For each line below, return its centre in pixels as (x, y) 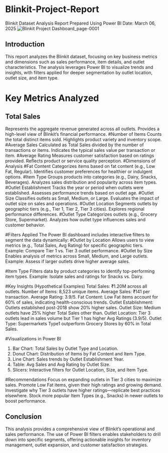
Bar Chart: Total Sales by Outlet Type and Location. (65, 348)
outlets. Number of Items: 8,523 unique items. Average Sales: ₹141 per (78, 291)
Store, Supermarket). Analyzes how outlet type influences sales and (75, 219)
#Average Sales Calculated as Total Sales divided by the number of (74, 145)
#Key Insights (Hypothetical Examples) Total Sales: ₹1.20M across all (76, 286)
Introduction (25, 44)
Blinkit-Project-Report (52, 9)
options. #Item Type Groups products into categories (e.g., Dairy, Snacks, (81, 176)
